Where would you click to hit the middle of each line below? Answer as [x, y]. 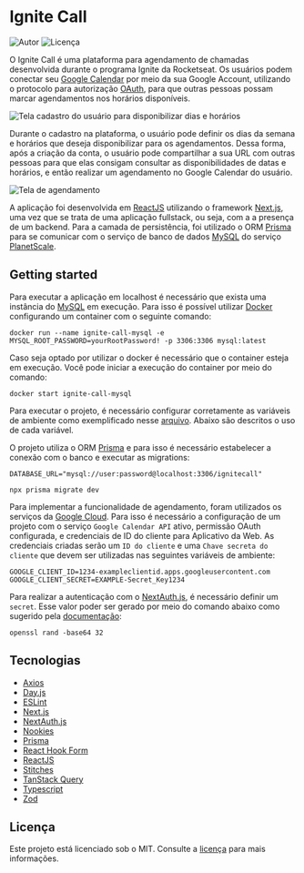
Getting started [54, 275]
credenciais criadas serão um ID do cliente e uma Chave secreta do [139, 545]
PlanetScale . [33, 246]
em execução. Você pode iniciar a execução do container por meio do [141, 367]
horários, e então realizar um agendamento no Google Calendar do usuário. [151, 172]
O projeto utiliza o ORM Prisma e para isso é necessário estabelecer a [140, 447]
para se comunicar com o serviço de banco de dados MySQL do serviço [146, 236]
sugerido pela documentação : [66, 615]
